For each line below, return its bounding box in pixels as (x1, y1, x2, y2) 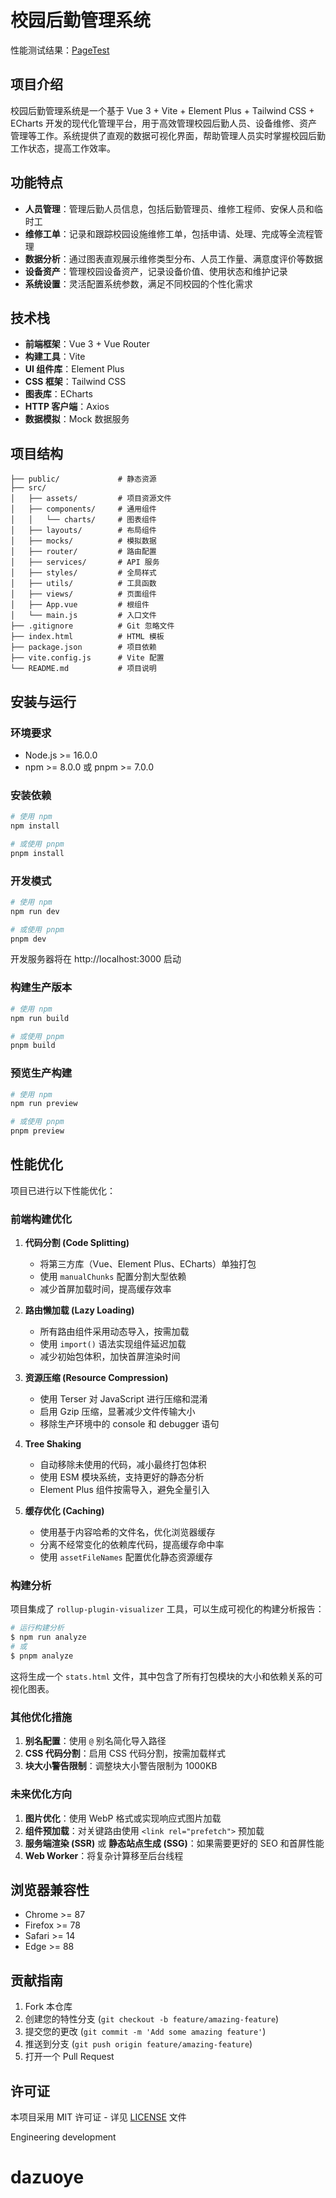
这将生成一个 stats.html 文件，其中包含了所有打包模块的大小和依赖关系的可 (10, 1670, 323, 1682)
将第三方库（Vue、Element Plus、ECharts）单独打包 (39, 1258, 257, 1270)
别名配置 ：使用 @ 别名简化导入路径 (24, 1735, 167, 1747)
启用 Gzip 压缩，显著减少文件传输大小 (39, 1406, 196, 1418)
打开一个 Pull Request (24, 2051, 115, 2063)
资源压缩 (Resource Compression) (24, 1372, 169, 1384)
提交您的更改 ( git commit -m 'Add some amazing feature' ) (24, 2026, 267, 2038)
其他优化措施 (10, 1710, 73, 1724)
